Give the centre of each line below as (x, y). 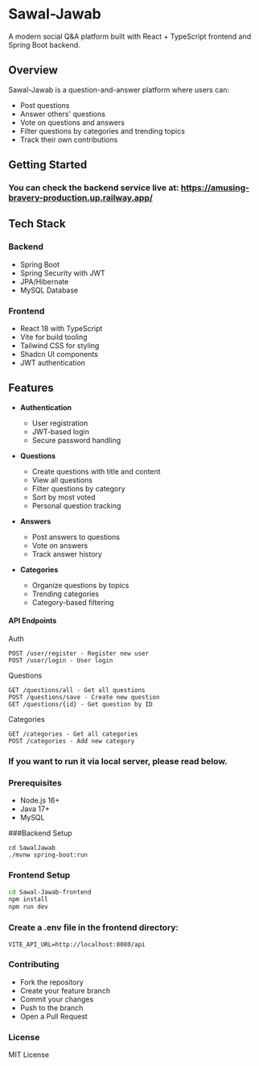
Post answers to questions (76, 537)
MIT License (29, 1055)
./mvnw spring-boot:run (48, 855)
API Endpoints (33, 620)
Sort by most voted (64, 497)
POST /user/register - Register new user (79, 653)
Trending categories (65, 594)
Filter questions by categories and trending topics (102, 131)
